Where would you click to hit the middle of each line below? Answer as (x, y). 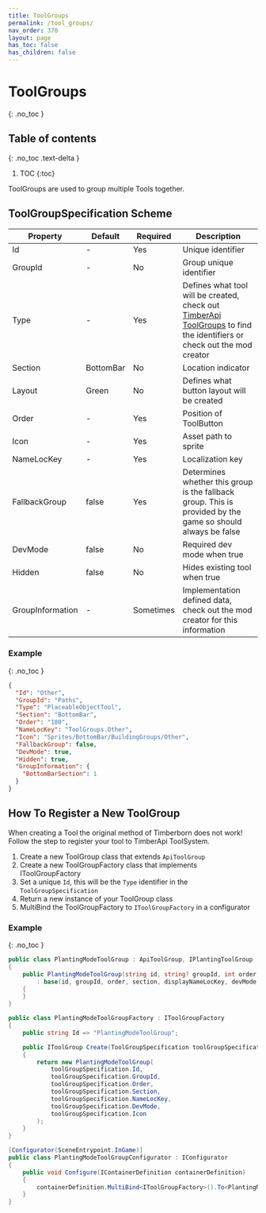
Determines (204, 472)
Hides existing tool (217, 567)
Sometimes (154, 610)
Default (106, 236)
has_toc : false (33, 45)
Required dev (207, 544)
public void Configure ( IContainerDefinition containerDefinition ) (134, 1172)
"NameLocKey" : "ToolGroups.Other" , (74, 730)
